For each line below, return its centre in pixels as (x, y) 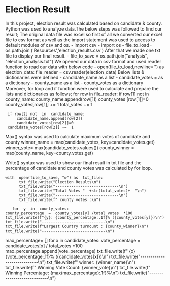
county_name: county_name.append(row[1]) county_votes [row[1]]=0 (77, 99)
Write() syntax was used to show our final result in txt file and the (73, 163)
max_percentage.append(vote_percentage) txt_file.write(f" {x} (70, 251)
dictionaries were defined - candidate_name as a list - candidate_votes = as (84, 77)
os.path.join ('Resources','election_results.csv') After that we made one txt (83, 50)
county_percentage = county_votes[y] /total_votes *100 (69, 213)
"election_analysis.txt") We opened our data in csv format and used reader (83, 61)
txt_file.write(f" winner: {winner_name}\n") (91, 262)
